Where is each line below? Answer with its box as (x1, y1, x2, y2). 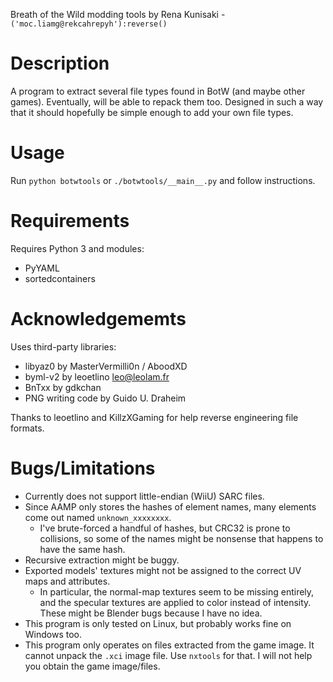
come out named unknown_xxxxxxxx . (24, 511, 172, 523)
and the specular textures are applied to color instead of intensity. (39, 596, 312, 608)
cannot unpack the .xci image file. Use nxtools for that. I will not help (24, 649, 313, 661)
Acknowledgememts (10, 308, 187, 330)
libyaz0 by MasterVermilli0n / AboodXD (24, 360, 188, 372)
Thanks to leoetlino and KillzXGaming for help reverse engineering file (10, 411, 299, 423)
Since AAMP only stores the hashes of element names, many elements (24, 500, 317, 513)
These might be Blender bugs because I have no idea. (39, 607, 263, 619)
